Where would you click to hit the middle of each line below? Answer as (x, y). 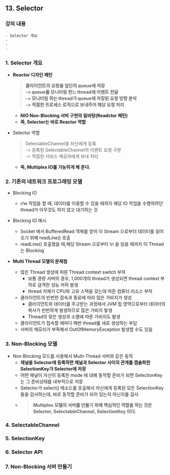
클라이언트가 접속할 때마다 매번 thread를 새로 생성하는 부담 (79, 323)
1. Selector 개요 (24, 63)
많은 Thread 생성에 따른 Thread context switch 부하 (73, 272)
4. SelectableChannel (32, 425)
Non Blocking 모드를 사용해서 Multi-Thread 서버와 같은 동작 (73, 356)
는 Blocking (32, 250)
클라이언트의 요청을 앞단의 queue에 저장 (65, 86)
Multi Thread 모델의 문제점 (40, 261)
